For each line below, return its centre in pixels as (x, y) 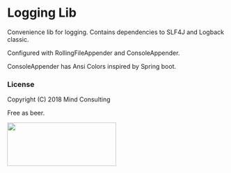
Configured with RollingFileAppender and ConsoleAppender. (94, 53)
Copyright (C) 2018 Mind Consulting (59, 99)
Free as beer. (26, 113)
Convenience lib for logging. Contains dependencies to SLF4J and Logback (116, 32)
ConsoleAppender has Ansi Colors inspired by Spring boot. (92, 66)
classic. (18, 39)
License (21, 84)
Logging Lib (42, 13)
